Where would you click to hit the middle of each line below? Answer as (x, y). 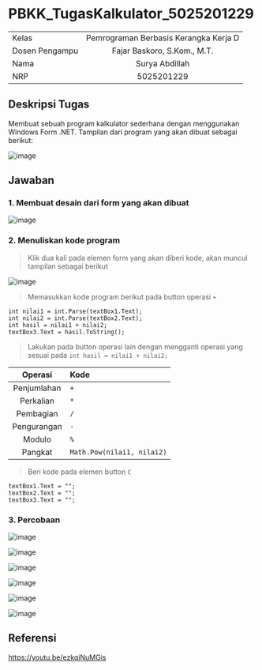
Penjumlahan (37, 388)
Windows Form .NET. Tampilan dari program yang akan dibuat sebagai (123, 132)
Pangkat (37, 452)
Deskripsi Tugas (49, 105)
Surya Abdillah (163, 63)
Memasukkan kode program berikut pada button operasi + (122, 296)
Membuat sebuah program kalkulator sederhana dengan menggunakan (124, 123)
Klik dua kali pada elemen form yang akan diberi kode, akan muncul (137, 258)
